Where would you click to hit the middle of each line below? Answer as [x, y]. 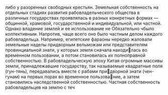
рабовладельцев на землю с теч [40, 87]
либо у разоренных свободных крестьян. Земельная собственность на [82, 7]
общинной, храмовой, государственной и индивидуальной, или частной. [83, 23]
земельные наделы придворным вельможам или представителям [76, 44]
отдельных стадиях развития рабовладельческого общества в [72, 13]
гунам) [13, 77]
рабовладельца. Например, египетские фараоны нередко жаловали [79, 39]
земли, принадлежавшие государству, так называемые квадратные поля [84, 66]
